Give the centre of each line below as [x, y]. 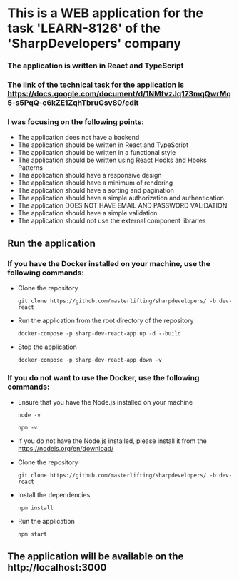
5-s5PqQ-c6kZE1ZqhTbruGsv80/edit [73, 103]
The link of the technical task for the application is [96, 85]
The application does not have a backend [78, 138]
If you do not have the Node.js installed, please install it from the [112, 441]
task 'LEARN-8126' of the [84, 28]
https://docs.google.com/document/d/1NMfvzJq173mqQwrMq [119, 94]
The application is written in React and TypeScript [96, 66]
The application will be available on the [96, 556]
